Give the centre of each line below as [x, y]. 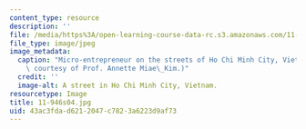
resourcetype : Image [49, 94]
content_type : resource [55, 18]
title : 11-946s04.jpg [51, 102]
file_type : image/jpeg [52, 43]
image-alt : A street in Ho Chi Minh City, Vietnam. [118, 85]
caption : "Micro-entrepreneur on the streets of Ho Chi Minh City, [148, 60]
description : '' [40, 26]
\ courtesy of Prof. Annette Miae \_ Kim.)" [107, 69]
